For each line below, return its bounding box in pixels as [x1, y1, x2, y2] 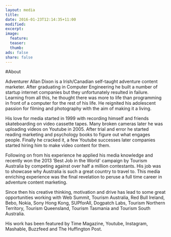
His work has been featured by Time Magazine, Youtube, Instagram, [5, 221, 148, 227]
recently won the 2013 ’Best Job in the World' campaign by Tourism [5, 158, 148, 164]
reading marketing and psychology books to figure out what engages [5, 132, 150, 138]
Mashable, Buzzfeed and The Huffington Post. [5, 226, 102, 232]
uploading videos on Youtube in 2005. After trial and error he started [5, 126, 149, 132]
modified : [5, 21, 26, 27]
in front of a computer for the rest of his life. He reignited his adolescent [5, 100, 156, 106]
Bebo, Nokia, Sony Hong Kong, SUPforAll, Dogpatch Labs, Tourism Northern [5, 200, 165, 206]
